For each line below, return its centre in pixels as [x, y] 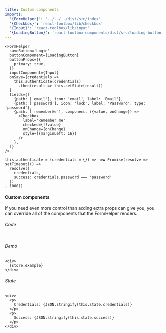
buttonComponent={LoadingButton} [44, 55]
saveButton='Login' [30, 51]
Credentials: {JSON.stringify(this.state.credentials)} [73, 304]
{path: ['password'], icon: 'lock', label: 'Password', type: [80, 103]
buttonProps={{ [25, 60]
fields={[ [20, 95]
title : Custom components [32, 10]
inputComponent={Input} [34, 73]
